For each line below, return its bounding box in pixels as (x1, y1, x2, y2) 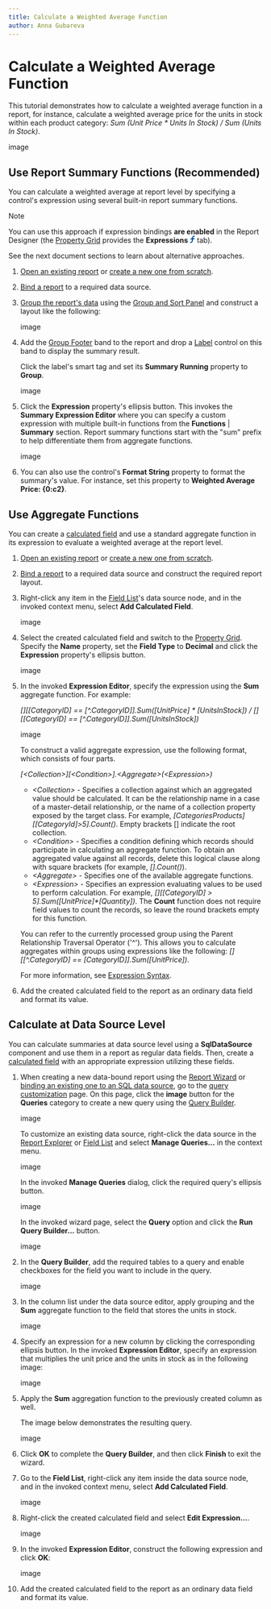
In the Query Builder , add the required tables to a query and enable (19, 1257, 244, 1266)
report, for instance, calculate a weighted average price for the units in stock (8, 110, 263, 119)
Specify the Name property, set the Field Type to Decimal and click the (19, 642, 258, 651)
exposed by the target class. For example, (31, 811, 172, 821)
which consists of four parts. (19, 754, 115, 763)
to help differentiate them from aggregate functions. (19, 436, 194, 446)
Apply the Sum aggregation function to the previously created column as (19, 1393, 262, 1403)
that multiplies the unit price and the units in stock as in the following (19, 1353, 248, 1363)
